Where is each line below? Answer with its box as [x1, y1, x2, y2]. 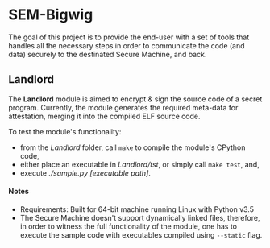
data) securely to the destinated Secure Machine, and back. [8, 49, 207, 59]
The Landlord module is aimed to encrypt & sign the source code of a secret [8, 94, 263, 104]
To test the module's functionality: [8, 126, 122, 136]
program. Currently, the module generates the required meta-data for [8, 102, 239, 112]
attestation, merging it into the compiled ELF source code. [8, 111, 201, 121]
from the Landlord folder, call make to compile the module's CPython [19, 143, 246, 152]
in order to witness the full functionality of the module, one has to [19, 221, 238, 231]
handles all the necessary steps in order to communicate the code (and [8, 40, 245, 50]
